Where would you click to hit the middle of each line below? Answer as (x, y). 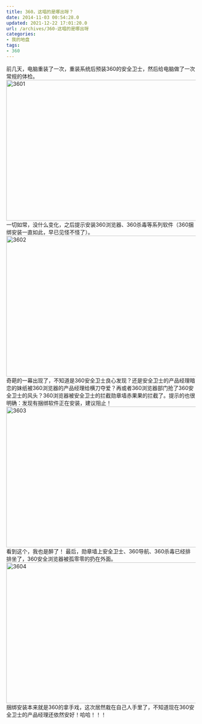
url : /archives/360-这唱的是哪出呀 (47, 29)
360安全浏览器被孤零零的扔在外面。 (72, 559)
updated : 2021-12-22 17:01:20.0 (47, 23)
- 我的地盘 (18, 40)
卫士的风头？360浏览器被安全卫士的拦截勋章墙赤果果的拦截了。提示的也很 (103, 395)
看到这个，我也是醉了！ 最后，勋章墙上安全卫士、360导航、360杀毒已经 (96, 551)
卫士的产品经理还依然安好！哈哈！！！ (59, 714)
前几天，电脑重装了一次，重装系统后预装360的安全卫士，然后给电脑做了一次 (101, 68)
